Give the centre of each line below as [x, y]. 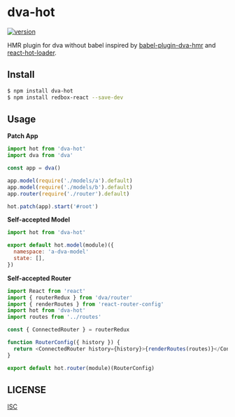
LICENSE [27, 390]
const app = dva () [34, 168]
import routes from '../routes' [54, 317]
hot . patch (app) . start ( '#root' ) [53, 206]
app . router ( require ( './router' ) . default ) [69, 193]
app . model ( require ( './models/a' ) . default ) [70, 180]
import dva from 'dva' [40, 156]
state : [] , [29, 259]
